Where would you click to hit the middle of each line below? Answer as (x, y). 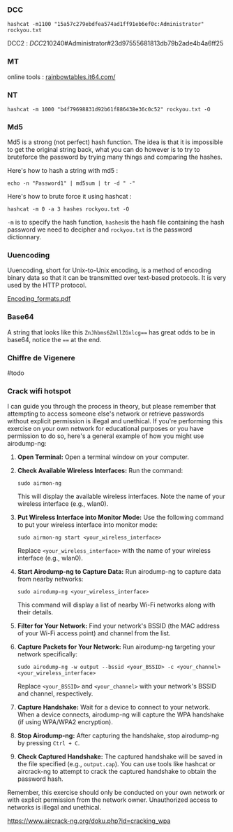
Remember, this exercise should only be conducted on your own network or (116, 793)
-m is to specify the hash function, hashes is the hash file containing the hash (116, 223)
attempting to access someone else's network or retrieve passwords (106, 414)
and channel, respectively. (55, 693)
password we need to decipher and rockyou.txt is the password (100, 230)
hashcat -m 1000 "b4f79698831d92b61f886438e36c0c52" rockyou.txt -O (109, 109)
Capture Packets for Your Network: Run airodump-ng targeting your (116, 647)
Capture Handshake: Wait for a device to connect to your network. (114, 707)
